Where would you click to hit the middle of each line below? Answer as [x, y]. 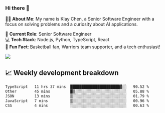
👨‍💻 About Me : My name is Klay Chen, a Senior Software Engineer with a [80, 19]
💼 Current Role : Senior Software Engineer [48, 34]
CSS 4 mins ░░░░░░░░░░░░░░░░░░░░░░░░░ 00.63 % [77, 105]
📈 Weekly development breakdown [62, 73]
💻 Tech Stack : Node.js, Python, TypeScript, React [57, 40]
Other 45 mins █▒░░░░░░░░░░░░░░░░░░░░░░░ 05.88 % [77, 91]
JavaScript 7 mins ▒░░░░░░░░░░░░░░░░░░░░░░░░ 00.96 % [77, 101]
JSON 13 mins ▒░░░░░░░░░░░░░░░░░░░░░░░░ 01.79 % [77, 96]
